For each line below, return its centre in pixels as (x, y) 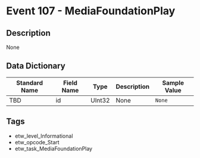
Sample (173, 83)
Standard (29, 83)
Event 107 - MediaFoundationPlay (91, 11)
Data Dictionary (36, 66)
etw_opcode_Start (37, 142)
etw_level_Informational (44, 136)
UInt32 (100, 100)
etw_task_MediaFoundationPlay (54, 148)
